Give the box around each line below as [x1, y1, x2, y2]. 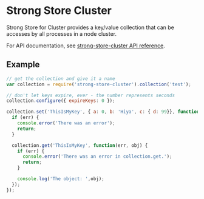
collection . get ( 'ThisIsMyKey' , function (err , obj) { [12, 142, 148, 149]
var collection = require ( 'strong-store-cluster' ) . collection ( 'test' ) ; [6, 81, 191, 87]
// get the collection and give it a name [6, 75, 115, 82]
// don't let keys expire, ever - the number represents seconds [6, 92, 175, 98]
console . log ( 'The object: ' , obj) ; [17, 176, 104, 182]
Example [6, 59, 40, 70]
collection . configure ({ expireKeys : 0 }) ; [6, 98, 115, 104]
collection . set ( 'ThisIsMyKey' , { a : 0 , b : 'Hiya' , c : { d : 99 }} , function [6, 109, 200, 115]
